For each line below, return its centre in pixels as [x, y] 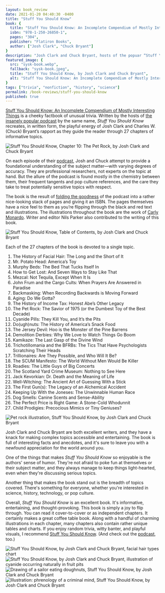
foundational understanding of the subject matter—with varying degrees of [81, 166]
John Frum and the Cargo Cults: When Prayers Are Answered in [77, 283]
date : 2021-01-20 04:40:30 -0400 [40, 14]
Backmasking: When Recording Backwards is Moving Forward [75, 293]
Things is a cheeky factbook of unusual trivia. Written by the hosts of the [79, 116]
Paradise [22, 288]
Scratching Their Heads [36, 351]
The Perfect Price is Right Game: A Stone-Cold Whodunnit [71, 403]
